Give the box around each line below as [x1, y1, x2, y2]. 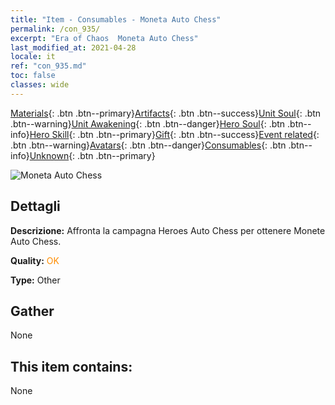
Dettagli [10, 198, 61, 215]
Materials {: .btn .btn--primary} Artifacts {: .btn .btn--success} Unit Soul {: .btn [10, 107, 322, 119]
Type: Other [10, 274, 61, 286]
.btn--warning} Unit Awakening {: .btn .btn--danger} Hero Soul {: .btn [10, 117, 286, 130]
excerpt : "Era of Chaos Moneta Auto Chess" [10, 33, 199, 43]
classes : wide [10, 80, 70, 90]
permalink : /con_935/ [10, 24, 101, 34]
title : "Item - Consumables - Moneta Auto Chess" [10, 14, 222, 25]
